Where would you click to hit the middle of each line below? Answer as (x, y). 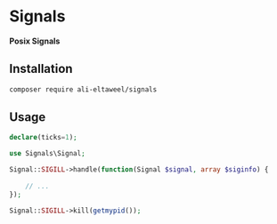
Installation (41, 69)
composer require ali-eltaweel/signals (83, 89)
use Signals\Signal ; (48, 154)
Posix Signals (35, 41)
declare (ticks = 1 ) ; (43, 138)
